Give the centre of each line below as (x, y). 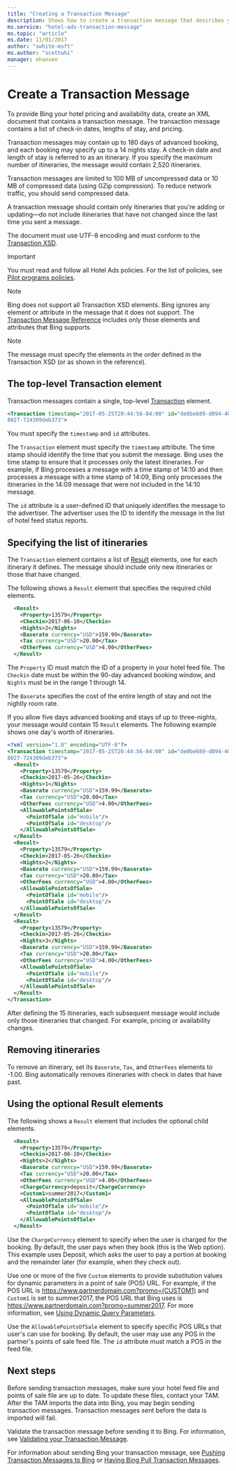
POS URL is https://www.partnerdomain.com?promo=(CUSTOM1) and (108, 1290)
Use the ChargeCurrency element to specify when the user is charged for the (117, 1239)
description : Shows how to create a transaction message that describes (116, 20)
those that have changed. (44, 575)
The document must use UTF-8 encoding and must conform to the (104, 235)
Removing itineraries (54, 1050)
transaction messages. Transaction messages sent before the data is (107, 1410)
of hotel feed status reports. (48, 521)
